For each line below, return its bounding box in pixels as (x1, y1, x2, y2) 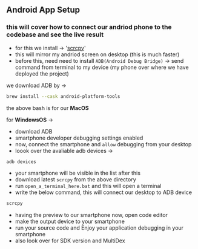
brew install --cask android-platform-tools (6, 93, 120, 99)
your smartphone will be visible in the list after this (15, 169, 141, 177)
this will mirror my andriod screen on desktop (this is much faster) (15, 51, 180, 58)
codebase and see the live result (6, 30, 104, 39)
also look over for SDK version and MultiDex (15, 237, 125, 244)
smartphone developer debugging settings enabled (15, 134, 144, 141)
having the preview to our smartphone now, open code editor (15, 212, 168, 219)
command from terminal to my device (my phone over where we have (15, 63, 189, 71)
